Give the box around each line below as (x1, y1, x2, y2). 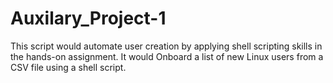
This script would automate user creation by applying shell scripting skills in (10, 40, 323, 52)
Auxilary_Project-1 (10, 7, 167, 30)
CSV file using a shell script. (10, 61, 127, 73)
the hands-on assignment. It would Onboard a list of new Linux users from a (10, 50, 324, 62)
